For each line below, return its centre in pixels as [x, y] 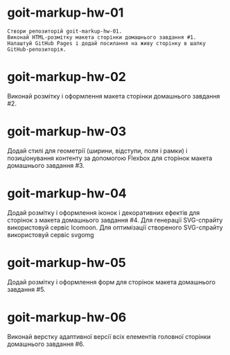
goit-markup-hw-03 [67, 131]
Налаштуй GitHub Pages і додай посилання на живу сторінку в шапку [107, 43]
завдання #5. [27, 289]
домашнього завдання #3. [46, 165]
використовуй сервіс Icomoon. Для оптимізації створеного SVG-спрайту [115, 227]
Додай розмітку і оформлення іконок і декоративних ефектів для [104, 212]
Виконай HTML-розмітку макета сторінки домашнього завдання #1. [102, 37]
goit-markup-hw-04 [67, 193]
